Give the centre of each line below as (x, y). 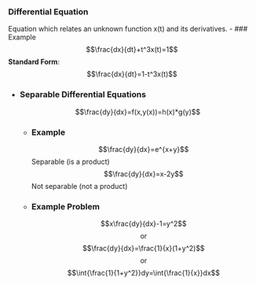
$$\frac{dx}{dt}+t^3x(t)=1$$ (132, 50)
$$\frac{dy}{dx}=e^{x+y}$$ (143, 149)
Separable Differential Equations (83, 94)
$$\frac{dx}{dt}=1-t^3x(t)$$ (132, 74)
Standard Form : (34, 62)
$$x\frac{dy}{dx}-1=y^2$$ (144, 224)
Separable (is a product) (70, 161)
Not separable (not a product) (79, 186)
